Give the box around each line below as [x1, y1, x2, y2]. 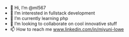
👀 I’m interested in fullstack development [10, 10, 95, 16]
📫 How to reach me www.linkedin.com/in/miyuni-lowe [10, 26, 124, 32]
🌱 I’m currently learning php [10, 15, 68, 21]
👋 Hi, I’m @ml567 [10, 5, 47, 10]
